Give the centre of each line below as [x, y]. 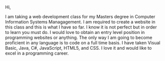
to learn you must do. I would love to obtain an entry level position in [75, 32]
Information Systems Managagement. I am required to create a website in [80, 22]
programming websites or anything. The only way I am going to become [79, 37]
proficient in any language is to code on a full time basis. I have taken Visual [83, 43]
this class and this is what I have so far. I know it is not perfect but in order [81, 27]
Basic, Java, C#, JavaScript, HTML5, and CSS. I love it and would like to [79, 48]
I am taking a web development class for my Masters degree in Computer [80, 16]
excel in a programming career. [37, 53]
